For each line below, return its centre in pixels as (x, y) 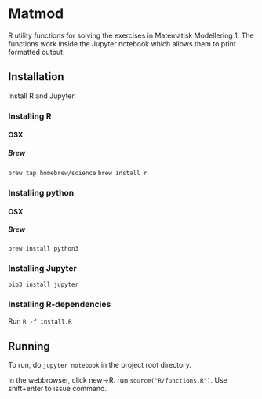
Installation (36, 77)
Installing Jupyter (42, 268)
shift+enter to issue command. (58, 389)
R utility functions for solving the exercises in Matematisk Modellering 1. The (131, 35)
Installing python (41, 193)
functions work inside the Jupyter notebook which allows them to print (122, 43)
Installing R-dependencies (60, 304)
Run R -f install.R (40, 321)
